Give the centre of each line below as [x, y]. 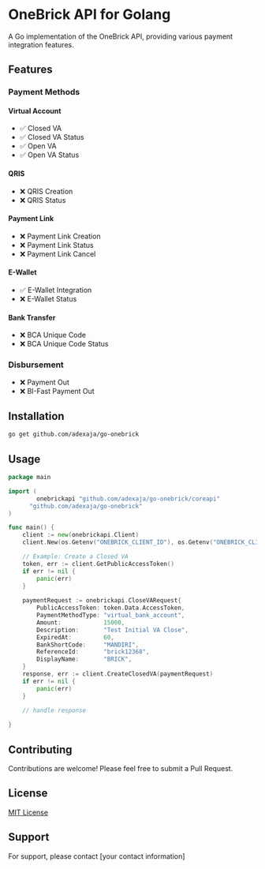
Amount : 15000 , [81, 622]
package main [30, 478]
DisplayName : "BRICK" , [84, 659]
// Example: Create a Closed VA [75, 557]
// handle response [54, 711]
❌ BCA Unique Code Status [64, 344]
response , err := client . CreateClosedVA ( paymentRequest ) [118, 674]
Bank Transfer [32, 317]
